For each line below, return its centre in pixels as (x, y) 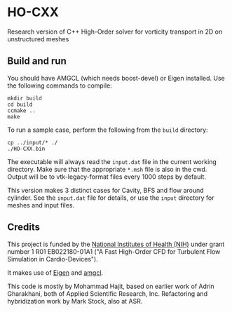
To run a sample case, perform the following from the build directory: (108, 130)
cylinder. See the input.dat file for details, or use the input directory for (111, 198)
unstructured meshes (38, 39)
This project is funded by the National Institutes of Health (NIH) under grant (116, 244)
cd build (20, 104)
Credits (24, 228)
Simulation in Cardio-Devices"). (53, 259)
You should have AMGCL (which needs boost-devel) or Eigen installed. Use (116, 78)
